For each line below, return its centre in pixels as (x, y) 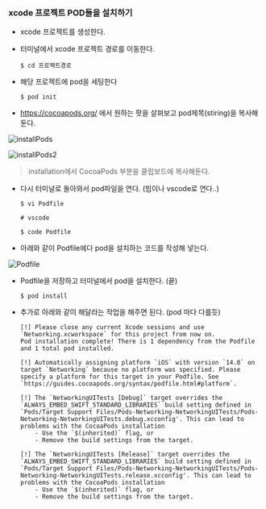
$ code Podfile (46, 232)
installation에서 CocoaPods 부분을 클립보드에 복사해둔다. (119, 172)
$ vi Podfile (42, 204)
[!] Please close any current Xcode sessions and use (112, 328)
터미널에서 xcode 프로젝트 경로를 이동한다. (87, 49)
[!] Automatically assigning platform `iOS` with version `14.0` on (137, 363)
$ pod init (38, 97)
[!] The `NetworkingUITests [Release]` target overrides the (125, 455)
